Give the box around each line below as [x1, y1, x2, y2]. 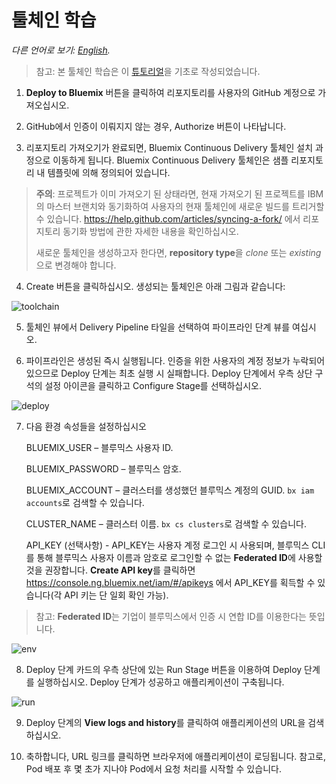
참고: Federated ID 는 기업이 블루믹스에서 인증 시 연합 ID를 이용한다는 [35, 610, 307, 622]
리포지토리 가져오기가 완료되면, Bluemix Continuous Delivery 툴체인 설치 [25, 141, 314, 153]
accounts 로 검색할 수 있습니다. [25, 496, 145, 508]
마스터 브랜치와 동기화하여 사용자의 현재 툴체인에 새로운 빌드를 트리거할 [46, 200, 325, 212]
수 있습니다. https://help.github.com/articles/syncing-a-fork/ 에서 [35, 212, 301, 225]
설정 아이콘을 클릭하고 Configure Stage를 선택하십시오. [44, 379, 262, 391]
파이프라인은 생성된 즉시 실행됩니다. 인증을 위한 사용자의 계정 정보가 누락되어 [25, 354, 326, 366]
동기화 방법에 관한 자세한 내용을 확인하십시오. [62, 225, 239, 237]
